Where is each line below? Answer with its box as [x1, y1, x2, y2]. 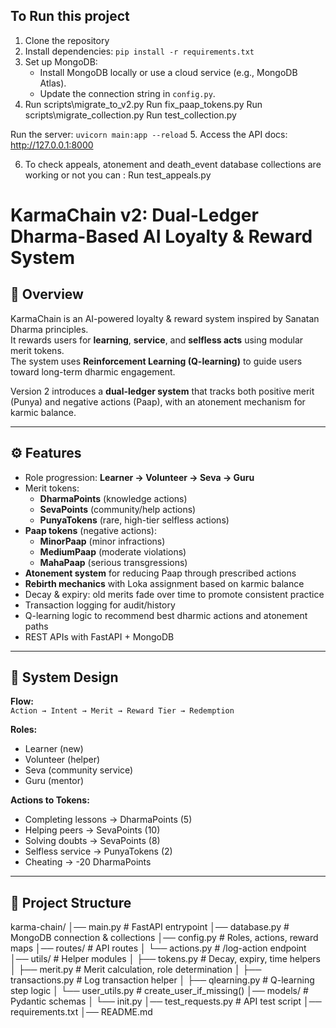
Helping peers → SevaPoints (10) [24, 824, 161, 836]
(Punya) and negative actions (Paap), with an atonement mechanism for [10, 395, 306, 408]
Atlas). [39, 77, 67, 89]
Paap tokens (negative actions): [24, 524, 157, 536]
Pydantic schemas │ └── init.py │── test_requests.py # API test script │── [10, 995, 322, 1008]
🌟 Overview [10, 286, 84, 303]
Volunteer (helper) [24, 754, 101, 766]
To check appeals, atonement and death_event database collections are [24, 158, 322, 170]
